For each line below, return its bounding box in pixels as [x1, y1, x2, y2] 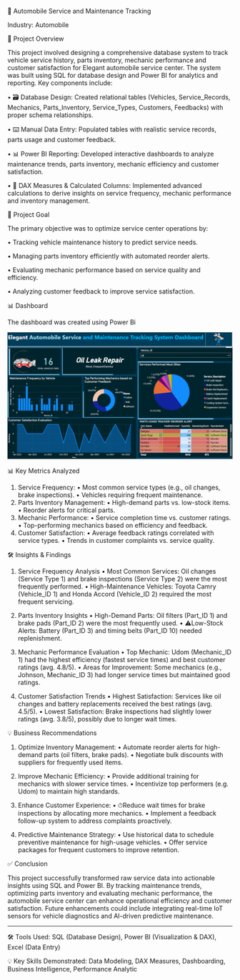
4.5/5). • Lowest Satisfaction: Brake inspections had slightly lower [17, 707, 212, 716]
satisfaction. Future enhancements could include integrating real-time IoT [7, 904, 224, 912]
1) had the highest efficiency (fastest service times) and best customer [17, 655, 226, 664]
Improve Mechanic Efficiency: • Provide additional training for [17, 771, 199, 780]
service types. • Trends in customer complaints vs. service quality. [17, 536, 215, 544]
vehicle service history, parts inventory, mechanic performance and [7, 56, 207, 64]
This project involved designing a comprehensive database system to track [7, 49, 229, 56]
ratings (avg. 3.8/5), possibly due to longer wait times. [17, 714, 177, 723]
